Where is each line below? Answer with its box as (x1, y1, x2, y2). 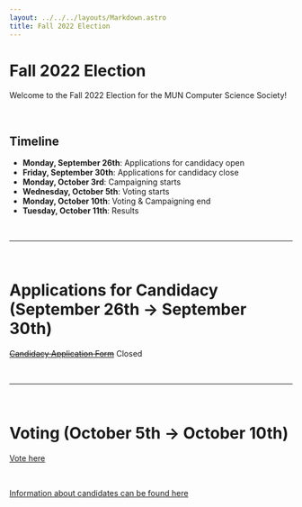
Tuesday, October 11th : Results (22, 205, 139, 216)
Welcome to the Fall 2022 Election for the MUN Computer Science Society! (9, 90, 288, 101)
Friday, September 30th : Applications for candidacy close (22, 167, 240, 178)
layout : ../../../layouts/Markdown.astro (9, 13, 167, 23)
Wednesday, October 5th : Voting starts (22, 186, 170, 197)
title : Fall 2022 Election (9, 22, 111, 31)
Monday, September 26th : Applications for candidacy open (22, 158, 245, 168)
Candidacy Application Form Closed (9, 349, 143, 359)
